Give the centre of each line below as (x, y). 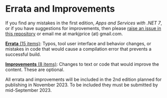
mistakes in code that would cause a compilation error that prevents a (78, 49)
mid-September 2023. (29, 90)
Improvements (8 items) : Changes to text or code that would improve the (82, 64)
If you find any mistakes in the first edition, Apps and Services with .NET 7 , (83, 23)
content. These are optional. (35, 70)
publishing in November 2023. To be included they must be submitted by (82, 85)
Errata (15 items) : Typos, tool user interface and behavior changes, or (78, 43)
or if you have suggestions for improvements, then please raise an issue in (83, 28)
